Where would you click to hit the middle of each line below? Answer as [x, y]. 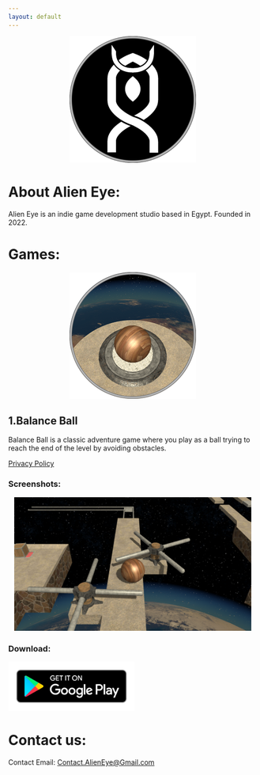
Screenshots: [35, 484]
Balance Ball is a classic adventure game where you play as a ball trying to [129, 440]
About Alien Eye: [64, 192]
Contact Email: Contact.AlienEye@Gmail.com [81, 762]
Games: [34, 254]
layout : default [35, 17]
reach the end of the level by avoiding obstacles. [87, 448]
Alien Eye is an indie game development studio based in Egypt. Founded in [130, 214]
